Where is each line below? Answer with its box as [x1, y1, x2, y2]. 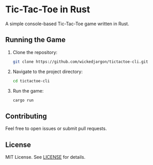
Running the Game [5, 35, 65, 44]
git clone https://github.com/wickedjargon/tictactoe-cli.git [12, 59, 148, 64]
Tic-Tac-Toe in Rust [5, 4, 91, 15]
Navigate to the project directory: [12, 68, 83, 75]
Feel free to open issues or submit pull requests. [5, 125, 107, 132]
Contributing [5, 112, 47, 120]
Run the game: [12, 87, 44, 94]
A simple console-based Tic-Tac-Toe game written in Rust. [5, 21, 129, 27]
